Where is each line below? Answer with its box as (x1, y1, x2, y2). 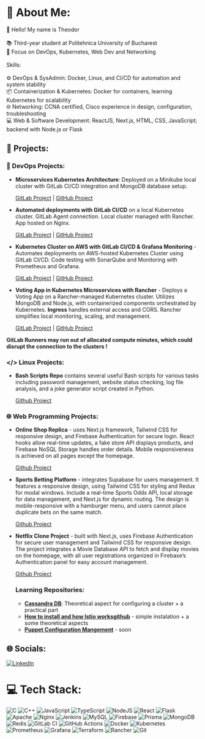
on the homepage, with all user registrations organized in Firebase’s (15, 552, 187, 559)
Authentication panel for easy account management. (15, 559, 148, 566)
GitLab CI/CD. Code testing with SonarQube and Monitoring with (15, 256, 177, 263)
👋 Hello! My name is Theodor (6, 26, 80, 33)
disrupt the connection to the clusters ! (6, 342, 108, 350)
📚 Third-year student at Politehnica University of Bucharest (6, 39, 157, 47)
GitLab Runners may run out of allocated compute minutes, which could (6, 336, 193, 343)
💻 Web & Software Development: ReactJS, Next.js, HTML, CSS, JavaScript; (6, 117, 198, 124)
